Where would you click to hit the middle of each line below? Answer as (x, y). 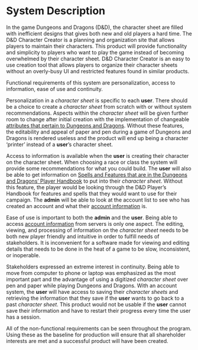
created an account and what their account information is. (77, 206)
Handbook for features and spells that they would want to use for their (92, 193)
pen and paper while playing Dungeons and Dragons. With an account (92, 286)
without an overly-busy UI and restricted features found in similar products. (98, 71)
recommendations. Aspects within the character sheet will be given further (97, 113)
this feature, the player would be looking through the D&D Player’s (86, 187)
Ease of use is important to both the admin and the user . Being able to (92, 218)
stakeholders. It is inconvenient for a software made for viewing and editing (98, 242)
